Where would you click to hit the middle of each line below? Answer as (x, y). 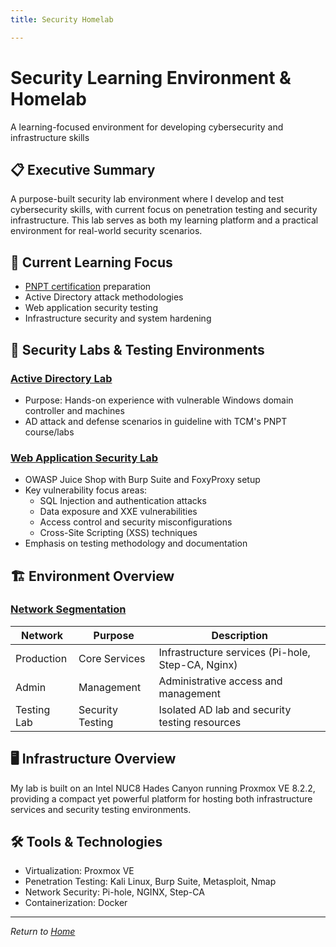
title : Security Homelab (62, 19)
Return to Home (43, 932)
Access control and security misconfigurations (136, 522)
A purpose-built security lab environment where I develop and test (147, 199)
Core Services (112, 658)
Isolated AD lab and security (225, 709)
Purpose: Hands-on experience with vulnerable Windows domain (159, 400)
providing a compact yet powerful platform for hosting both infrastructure (161, 798)
